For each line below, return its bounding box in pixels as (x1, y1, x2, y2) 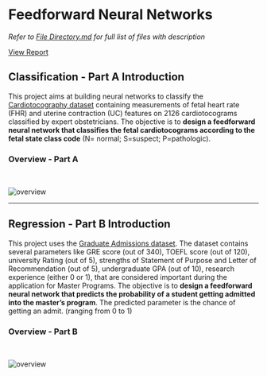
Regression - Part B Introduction (8, 217, 171, 231)
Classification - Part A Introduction (8, 70, 185, 84)
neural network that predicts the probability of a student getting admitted (8, 289, 256, 299)
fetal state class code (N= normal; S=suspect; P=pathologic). (8, 134, 211, 143)
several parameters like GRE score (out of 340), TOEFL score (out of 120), (8, 246, 250, 256)
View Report (8, 47, 49, 56)
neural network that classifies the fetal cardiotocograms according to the (8, 125, 256, 134)
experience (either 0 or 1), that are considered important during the (8, 272, 228, 281)
